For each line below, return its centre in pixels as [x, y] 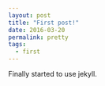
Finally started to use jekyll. [52, 74]
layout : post [30, 15]
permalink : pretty [38, 37]
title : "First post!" [44, 23]
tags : [17, 45]
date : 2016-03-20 [37, 30]
